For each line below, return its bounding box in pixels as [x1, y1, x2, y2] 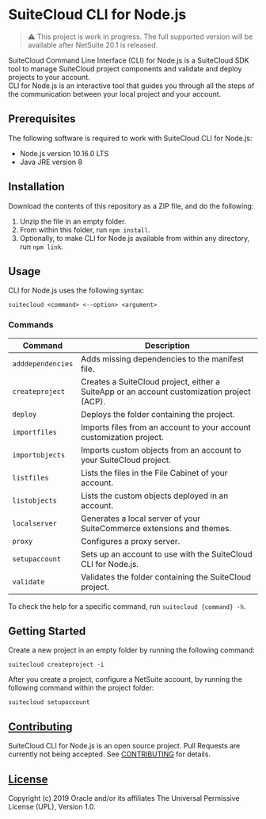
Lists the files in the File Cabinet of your [80, 467, 228, 478]
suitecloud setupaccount [8, 698, 90, 706]
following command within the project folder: [8, 683, 154, 693]
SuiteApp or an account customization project [80, 386, 251, 397]
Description [145, 339, 190, 350]
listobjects [12, 496, 58, 505]
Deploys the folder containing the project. [80, 408, 235, 419]
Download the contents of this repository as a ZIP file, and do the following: [8, 201, 254, 211]
